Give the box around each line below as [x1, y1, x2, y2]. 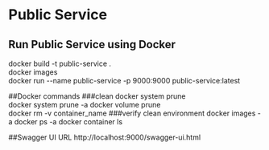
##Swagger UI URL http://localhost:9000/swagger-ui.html [8, 132, 201, 142]
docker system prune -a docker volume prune [8, 100, 161, 109]
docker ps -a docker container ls [14, 117, 123, 126]
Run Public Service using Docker [8, 38, 176, 51]
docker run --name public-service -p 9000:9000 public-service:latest [8, 76, 241, 85]
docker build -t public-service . [8, 59, 111, 68]
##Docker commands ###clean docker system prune [8, 91, 186, 101]
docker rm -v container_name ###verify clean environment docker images [8, 108, 256, 118]
